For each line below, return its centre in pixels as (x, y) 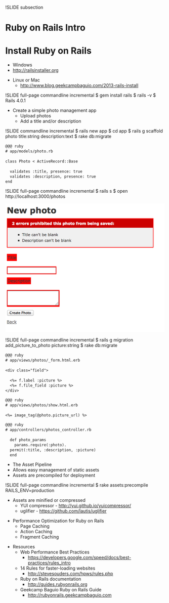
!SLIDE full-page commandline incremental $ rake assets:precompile (77, 485)
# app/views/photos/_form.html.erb (43, 360)
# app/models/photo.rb (29, 151)
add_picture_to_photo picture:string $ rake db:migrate (61, 346)
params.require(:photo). (40, 445)
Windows (22, 65)
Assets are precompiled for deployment (54, 476)
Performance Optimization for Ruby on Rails (58, 521)
